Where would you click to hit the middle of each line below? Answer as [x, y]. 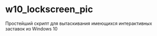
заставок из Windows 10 [31, 28]
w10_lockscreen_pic [49, 9]
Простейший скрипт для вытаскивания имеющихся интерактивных [79, 23]
